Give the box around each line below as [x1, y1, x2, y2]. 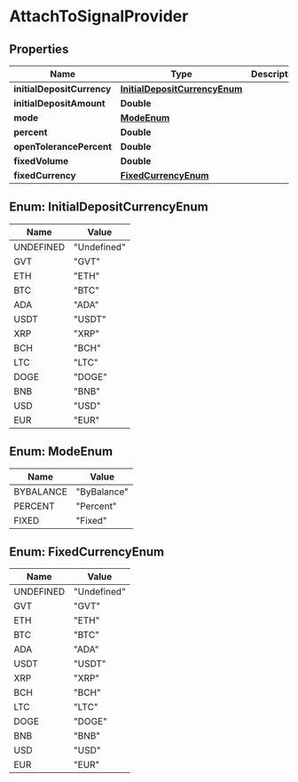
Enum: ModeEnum [9, 444, 114, 459]
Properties [9, 42, 69, 57]
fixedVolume [13, 155, 69, 167]
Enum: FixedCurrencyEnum [9, 544, 165, 560]
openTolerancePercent [13, 140, 113, 153]
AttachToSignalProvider [9, 6, 189, 27]
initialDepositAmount [13, 98, 106, 109]
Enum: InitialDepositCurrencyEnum [9, 200, 208, 215]
